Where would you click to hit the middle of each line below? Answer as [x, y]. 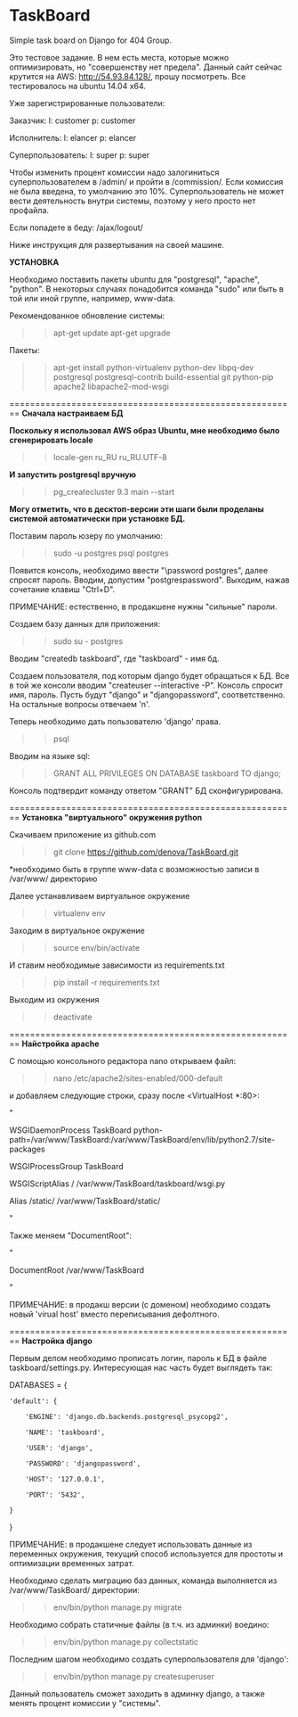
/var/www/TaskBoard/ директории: [75, 1589]
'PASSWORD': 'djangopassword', [83, 1464]
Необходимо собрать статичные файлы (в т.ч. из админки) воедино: [139, 1624]
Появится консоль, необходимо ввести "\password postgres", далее [139, 570]
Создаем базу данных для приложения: [85, 623]
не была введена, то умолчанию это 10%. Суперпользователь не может [147, 191]
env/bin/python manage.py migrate [117, 1607]
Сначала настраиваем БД [72, 413]
